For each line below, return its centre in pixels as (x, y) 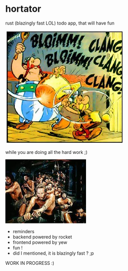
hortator (23, 9)
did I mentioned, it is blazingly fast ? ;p (53, 253)
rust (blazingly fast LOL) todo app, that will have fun (60, 23)
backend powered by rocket (42, 237)
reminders (24, 231)
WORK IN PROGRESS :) (30, 263)
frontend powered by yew (40, 242)
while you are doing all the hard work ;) (47, 152)
